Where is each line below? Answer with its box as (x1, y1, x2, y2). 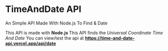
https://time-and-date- (85, 35, 135, 41)
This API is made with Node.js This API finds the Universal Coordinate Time (5, 29, 163, 35)
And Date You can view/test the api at (5, 35, 85, 41)
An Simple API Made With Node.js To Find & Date (5, 20, 108, 26)
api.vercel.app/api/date (5, 40, 56, 46)
